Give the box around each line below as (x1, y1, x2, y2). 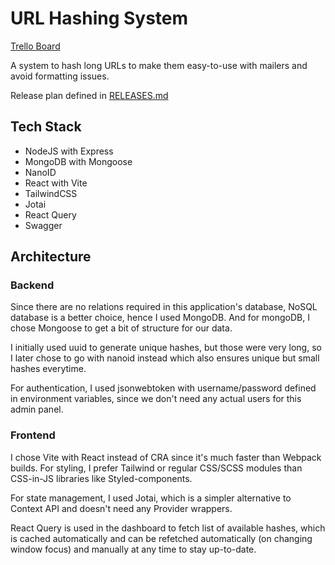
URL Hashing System (10, 7, 189, 30)
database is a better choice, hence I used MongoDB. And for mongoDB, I (10, 312, 310, 324)
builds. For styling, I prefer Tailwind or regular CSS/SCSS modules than (10, 462, 303, 474)
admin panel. (10, 403, 64, 416)
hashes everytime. (10, 363, 87, 375)
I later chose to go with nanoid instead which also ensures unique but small (10, 352, 320, 364)
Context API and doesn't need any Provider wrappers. (10, 502, 233, 514)
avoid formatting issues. (10, 70, 110, 82)
